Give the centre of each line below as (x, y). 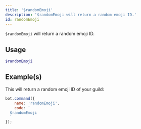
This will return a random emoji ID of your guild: (55, 89)
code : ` (22, 108)
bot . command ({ (20, 98)
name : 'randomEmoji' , (37, 103)
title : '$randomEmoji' (29, 10)
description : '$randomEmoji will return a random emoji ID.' (71, 15)
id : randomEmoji (22, 19)
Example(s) (23, 77)
